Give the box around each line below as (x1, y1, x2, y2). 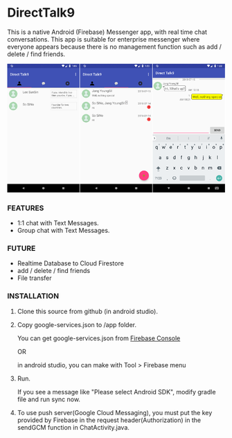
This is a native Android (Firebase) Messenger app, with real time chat (7, 28, 208, 36)
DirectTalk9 (7, 5, 75, 21)
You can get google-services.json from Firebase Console (17, 334, 181, 342)
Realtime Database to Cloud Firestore (17, 259, 125, 268)
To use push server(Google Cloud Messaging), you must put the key (17, 408, 213, 417)
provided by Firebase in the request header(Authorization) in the (17, 416, 202, 424)
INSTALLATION (7, 291, 60, 301)
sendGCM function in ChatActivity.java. (17, 423, 130, 431)
